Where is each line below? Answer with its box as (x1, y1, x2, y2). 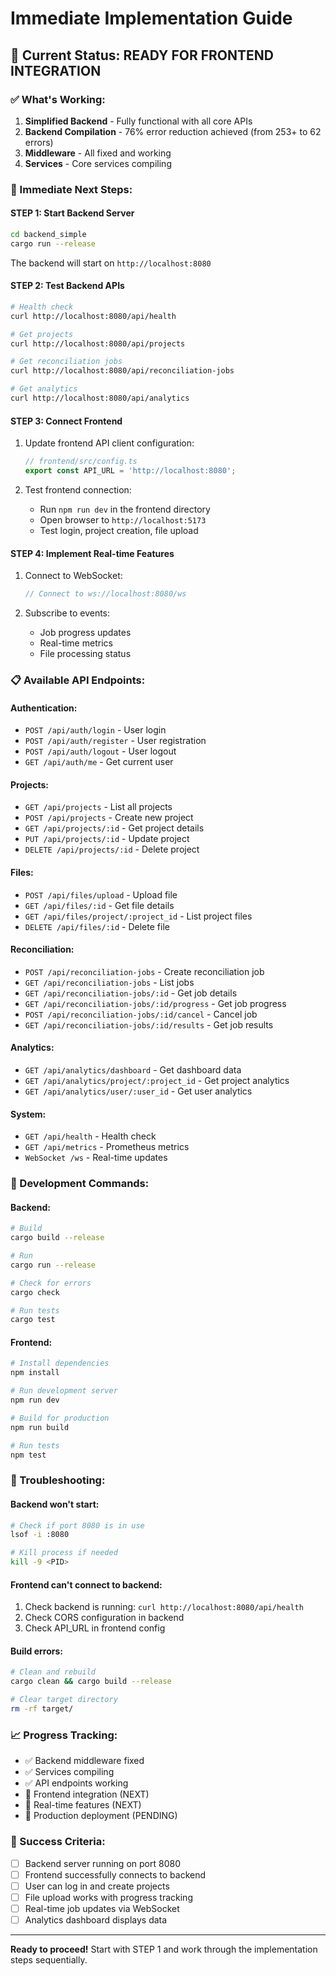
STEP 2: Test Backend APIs (10, 280, 125, 292)
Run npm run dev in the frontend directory (39, 503, 211, 515)
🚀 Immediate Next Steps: (10, 182, 133, 196)
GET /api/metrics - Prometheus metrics (24, 1141, 190, 1153)
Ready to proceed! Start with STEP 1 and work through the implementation (10, 1943, 318, 1955)
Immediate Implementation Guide (10, 7, 293, 30)
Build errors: (10, 1645, 64, 1657)
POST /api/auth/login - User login (24, 724, 167, 736)
